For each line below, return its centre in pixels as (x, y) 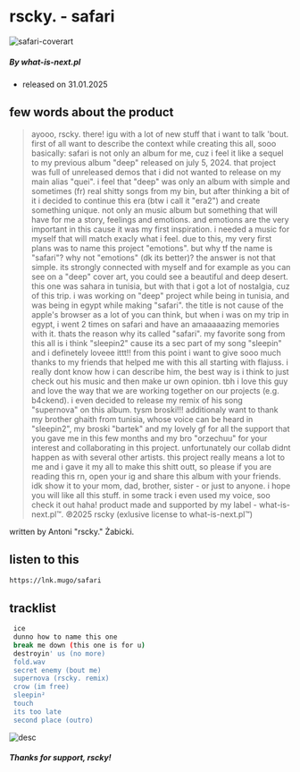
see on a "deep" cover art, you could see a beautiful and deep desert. (159, 276)
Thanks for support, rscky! (60, 758)
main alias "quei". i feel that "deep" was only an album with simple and (160, 182)
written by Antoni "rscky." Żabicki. (72, 531)
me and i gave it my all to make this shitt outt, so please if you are (151, 466)
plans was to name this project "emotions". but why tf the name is (152, 248)
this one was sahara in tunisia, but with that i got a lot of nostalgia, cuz (160, 286)
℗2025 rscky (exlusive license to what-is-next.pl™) (159, 514)
